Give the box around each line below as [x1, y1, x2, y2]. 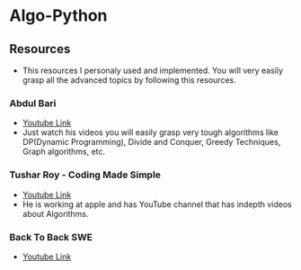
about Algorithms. [22, 208, 89, 219]
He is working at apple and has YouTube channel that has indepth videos [22, 199, 292, 210]
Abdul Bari [9, 96, 57, 109]
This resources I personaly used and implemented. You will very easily [22, 65, 284, 76]
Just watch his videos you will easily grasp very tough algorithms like [22, 127, 279, 138]
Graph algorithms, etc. [22, 146, 106, 157]
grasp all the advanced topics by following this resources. [22, 75, 236, 85]
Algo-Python [9, 5, 108, 26]
